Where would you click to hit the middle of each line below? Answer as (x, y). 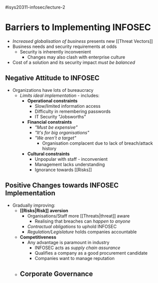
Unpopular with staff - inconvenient (71, 159)
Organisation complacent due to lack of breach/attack (97, 143)
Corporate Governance (56, 274)
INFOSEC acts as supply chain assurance (78, 248)
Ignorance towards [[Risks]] (63, 170)
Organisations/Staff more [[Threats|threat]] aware (79, 216)
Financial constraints (50, 122)
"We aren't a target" (55, 138)
